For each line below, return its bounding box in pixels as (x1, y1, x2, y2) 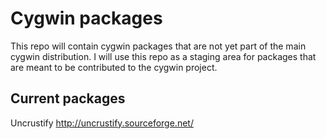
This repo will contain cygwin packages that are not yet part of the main (10, 40, 307, 52)
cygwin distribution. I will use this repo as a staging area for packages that (10, 50, 317, 62)
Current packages (10, 90, 126, 107)
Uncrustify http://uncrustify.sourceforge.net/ (10, 117, 194, 129)
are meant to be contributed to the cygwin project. (10, 61, 218, 73)
